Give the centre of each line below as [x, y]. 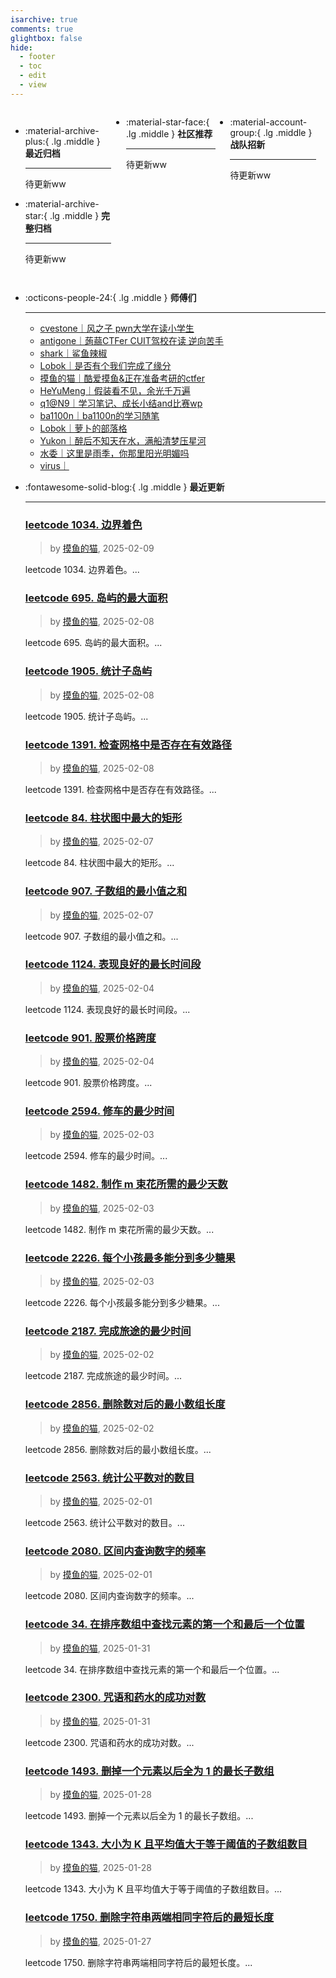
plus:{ [37, 141]
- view [33, 85]
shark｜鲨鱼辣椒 [73, 353]
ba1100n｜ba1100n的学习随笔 [99, 415]
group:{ [245, 132]
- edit [33, 76]
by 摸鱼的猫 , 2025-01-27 [100, 1941]
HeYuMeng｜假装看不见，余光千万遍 [115, 390]
